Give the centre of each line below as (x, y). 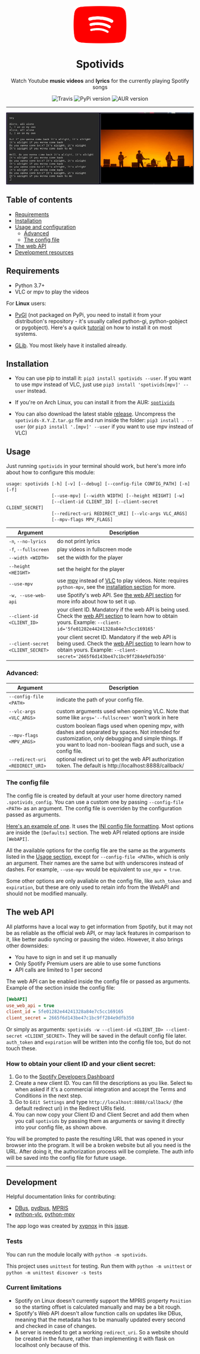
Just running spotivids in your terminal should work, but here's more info (96, 466)
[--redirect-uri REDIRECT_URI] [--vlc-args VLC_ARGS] (119, 514)
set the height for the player (91, 569)
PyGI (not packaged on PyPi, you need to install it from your (88, 314)
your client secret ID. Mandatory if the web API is (117, 637)
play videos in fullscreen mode (94, 550)
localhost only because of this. (52, 1344)
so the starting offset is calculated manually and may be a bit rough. (98, 1307)
